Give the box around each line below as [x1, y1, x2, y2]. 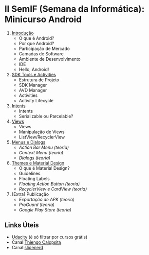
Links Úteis [4, 221, 39, 230]
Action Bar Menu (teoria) [19, 144, 69, 150]
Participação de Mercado [19, 46, 70, 51]
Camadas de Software [19, 50, 64, 57]
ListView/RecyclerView [19, 134, 65, 140]
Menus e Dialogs [11, 139, 46, 145]
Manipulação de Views [19, 129, 65, 135]
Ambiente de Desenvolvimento [19, 56, 81, 62]
